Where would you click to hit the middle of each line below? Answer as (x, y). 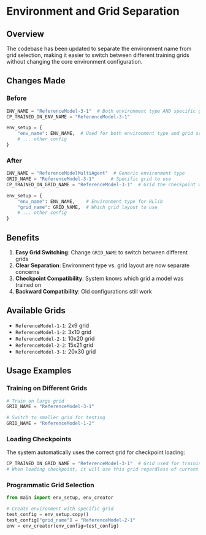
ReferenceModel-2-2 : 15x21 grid (54, 345)
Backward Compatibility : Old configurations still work (83, 292)
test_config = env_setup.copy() (48, 515)
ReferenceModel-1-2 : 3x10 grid (53, 332)
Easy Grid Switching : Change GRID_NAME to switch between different (101, 252)
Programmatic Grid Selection (50, 485)
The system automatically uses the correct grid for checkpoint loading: (96, 452)
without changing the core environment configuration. (74, 62)
